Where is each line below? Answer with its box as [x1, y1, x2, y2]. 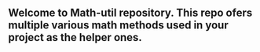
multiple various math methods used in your [8, 19, 229, 32]
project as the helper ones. [8, 31, 143, 44]
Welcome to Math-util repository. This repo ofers [8, 6, 253, 20]
